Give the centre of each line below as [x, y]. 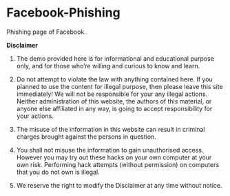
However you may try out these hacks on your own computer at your [114, 157]
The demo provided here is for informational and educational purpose [115, 58]
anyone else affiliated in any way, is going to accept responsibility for [114, 108]
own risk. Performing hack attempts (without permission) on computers [118, 164]
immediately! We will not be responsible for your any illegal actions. [112, 94]
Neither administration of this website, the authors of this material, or [114, 101]
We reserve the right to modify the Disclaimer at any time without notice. [119, 185]
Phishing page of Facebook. [46, 32]
